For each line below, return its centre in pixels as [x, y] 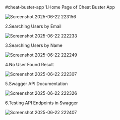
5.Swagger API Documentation [36, 84]
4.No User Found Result [30, 64]
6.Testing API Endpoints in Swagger [42, 103]
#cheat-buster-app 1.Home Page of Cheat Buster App [60, 7]
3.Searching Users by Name [34, 45]
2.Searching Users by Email [33, 26]
